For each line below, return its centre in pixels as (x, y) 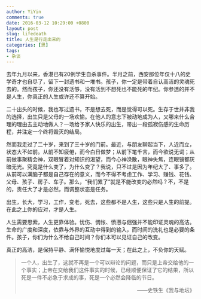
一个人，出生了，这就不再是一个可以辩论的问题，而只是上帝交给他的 (105, 262)
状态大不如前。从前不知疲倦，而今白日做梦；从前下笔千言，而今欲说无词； (98, 152)
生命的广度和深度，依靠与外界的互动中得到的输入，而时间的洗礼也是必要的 (98, 229)
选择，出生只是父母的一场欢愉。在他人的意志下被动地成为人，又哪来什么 (100, 117)
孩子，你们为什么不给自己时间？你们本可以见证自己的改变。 (90, 237)
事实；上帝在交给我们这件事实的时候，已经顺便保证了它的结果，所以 (110, 270)
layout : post (22, 28)
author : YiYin (24, 12)
